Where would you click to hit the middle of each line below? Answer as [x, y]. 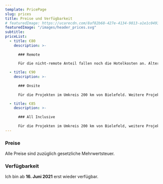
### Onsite [29, 86]
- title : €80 [23, 41]
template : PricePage [26, 9]
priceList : [16, 37]
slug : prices [18, 14]
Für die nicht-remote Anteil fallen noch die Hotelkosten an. [82, 63]
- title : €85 [23, 104]
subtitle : [15, 32]
